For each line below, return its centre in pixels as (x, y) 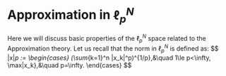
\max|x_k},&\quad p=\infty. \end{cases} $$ (70, 65)
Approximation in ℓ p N (71, 15)
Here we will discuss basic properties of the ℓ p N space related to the (107, 38)
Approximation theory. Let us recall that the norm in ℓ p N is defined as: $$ (113, 49)
